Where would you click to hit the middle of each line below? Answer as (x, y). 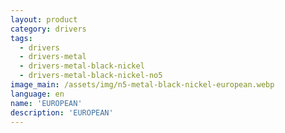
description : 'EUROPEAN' (62, 112)
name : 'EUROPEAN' (46, 103)
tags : (21, 38)
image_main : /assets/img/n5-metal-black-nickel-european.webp (142, 85)
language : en (37, 94)
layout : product (44, 19)
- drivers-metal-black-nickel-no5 (91, 76)
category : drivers (48, 29)
